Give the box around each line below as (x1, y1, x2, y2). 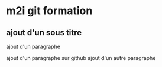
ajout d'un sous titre (6, 28, 82, 38)
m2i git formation (6, 4, 93, 18)
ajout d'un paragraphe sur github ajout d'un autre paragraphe (6, 55, 156, 61)
